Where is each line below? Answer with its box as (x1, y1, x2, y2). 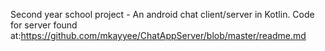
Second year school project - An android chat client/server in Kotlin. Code (10, 9, 315, 20)
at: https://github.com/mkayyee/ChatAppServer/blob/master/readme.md (10, 30, 307, 41)
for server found (10, 19, 78, 31)
